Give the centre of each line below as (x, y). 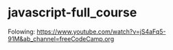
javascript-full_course (72, 13)
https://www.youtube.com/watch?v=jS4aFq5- (101, 32)
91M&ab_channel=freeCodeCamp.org (61, 38)
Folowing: (22, 32)
